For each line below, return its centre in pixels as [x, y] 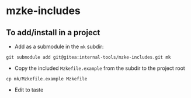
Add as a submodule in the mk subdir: [59, 46]
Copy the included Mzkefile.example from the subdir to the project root [100, 68]
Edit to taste [29, 90]
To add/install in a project [53, 33]
